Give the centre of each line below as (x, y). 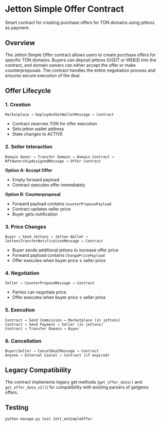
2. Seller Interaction (29, 147)
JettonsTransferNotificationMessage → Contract (54, 241)
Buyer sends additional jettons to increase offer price (65, 250)
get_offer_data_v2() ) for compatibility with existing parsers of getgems (77, 387)
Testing (17, 408)
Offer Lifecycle (28, 91)
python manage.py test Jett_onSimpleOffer (49, 419)
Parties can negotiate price (39, 292)
